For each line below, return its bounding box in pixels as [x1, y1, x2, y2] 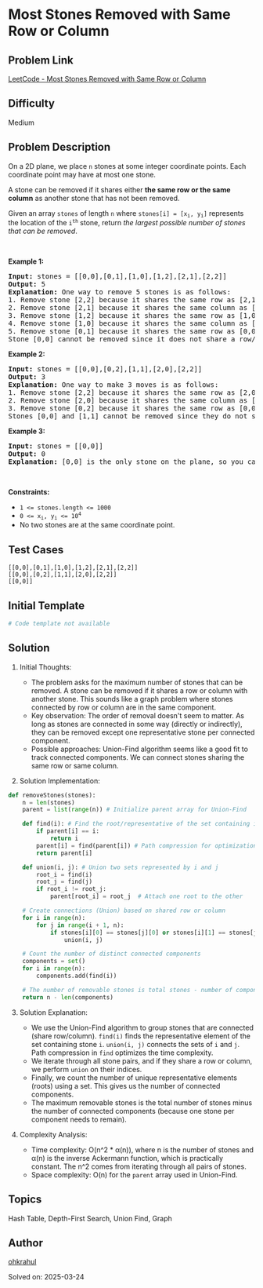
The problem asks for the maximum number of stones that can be [31, 677, 243, 687]
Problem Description [8, 140, 111, 154]
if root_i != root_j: [36, 885, 107, 893]
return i [49, 834, 79, 843]
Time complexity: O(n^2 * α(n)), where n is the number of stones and [31, 1144, 254, 1155]
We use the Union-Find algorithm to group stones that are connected [31, 1023, 254, 1032]
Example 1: [8, 257, 45, 266]
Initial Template [8, 599, 85, 612]
